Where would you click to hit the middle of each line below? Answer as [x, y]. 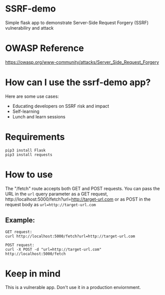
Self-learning [26, 111]
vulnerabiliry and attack [29, 28]
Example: [20, 220]
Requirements [35, 137]
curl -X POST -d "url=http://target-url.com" [53, 249]
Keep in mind [33, 273]
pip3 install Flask [25, 150]
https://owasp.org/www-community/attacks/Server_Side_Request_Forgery [82, 62]
